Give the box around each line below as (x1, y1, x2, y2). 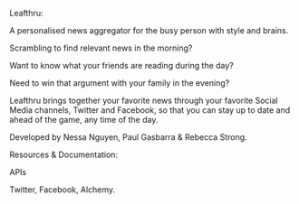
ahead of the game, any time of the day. (9, 115, 159, 125)
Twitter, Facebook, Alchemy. (9, 184, 116, 195)
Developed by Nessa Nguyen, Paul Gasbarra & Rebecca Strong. (9, 132, 247, 143)
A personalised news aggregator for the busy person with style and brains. (9, 25, 289, 35)
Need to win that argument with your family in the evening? (9, 78, 230, 88)
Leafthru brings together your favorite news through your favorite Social (9, 95, 278, 106)
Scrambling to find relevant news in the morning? (9, 42, 193, 53)
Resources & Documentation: (9, 149, 119, 160)
